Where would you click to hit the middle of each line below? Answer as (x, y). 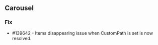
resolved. (22, 38)
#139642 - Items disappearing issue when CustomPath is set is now (83, 33)
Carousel (19, 8)
